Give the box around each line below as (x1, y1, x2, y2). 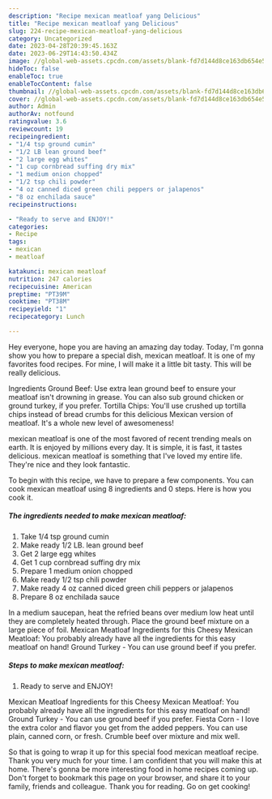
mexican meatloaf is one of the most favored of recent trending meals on (8, 433, 253, 443)
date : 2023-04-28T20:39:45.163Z (8, 42, 117, 50)
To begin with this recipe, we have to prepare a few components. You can (8, 475, 254, 485)
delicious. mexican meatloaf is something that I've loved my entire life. (8, 451, 243, 461)
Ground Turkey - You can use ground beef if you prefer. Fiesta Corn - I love (8, 714, 260, 724)
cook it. (8, 492, 34, 502)
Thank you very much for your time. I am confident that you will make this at (8, 755, 262, 765)
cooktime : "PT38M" (8, 298, 70, 306)
